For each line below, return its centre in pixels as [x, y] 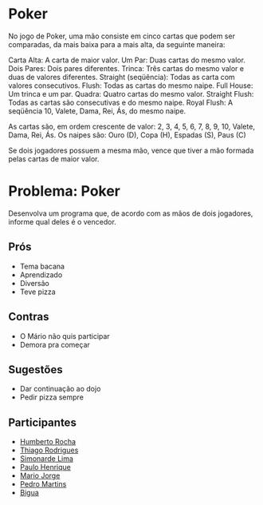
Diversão [34, 283]
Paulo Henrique [45, 467]
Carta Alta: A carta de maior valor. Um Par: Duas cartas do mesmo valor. [127, 60]
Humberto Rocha [48, 442]
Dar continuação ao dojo [60, 389]
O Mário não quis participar [65, 336]
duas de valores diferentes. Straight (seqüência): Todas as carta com [122, 77]
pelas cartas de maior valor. [54, 159]
